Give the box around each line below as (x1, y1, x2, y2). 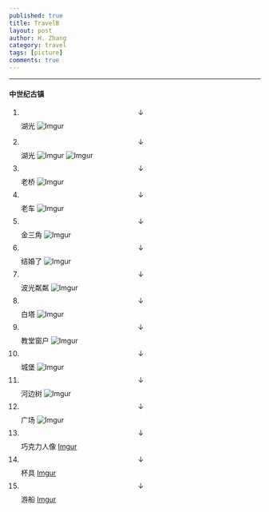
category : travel (9, 42, 67, 50)
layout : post (9, 26, 53, 34)
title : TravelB (9, 19, 60, 27)
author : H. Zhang (9, 34, 67, 42)
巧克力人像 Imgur (20, 442, 77, 451)
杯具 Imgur (20, 468, 57, 478)
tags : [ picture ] (9, 49, 63, 57)
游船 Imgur (20, 494, 57, 504)
